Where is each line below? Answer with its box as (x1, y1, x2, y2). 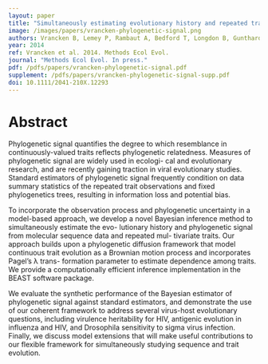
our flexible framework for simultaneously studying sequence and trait (8, 340, 239, 350)
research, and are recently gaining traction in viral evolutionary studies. (8, 164, 242, 174)
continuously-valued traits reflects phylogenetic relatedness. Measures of (8, 148, 251, 157)
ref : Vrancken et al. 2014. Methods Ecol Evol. (8, 49, 170, 57)
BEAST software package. (8, 273, 94, 283)
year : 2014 (8, 42, 45, 49)
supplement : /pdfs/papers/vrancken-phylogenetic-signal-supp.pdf (8, 71, 230, 79)
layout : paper (8, 11, 56, 20)
